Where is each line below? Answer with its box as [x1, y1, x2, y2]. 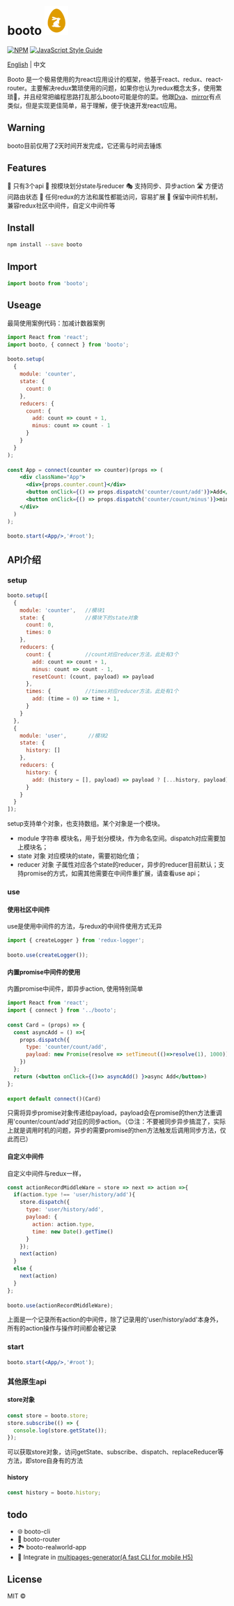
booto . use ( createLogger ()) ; [7, 952, 89, 959]
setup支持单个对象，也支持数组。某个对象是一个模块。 [7, 819, 164, 828]
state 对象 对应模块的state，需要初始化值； [17, 852, 141, 860]
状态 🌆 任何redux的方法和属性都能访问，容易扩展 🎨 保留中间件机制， [25, 192, 221, 201]
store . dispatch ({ [19, 1198, 70, 1206]
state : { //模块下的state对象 [19, 614, 139, 621]
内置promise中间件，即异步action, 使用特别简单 [7, 984, 143, 993]
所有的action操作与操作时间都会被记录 [7, 1324, 117, 1333]
